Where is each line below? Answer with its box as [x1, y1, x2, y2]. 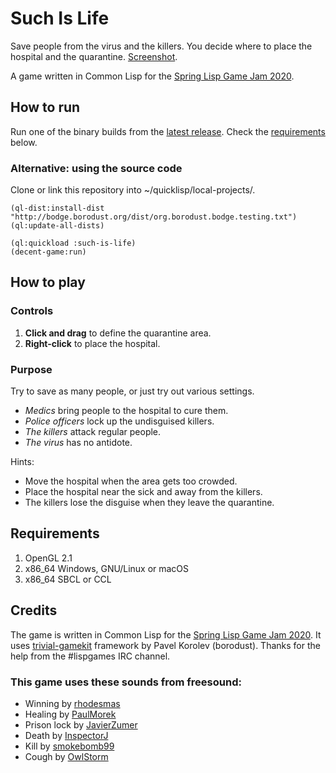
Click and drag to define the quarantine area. [24, 327, 212, 339]
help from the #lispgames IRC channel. [10, 650, 171, 662]
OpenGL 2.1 [24, 552, 73, 564]
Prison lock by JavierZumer [24, 718, 138, 731]
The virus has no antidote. [24, 437, 133, 449]
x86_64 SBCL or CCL [24, 573, 112, 585]
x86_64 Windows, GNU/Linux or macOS [24, 562, 190, 574]
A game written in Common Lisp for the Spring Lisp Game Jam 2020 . [10, 70, 295, 82]
